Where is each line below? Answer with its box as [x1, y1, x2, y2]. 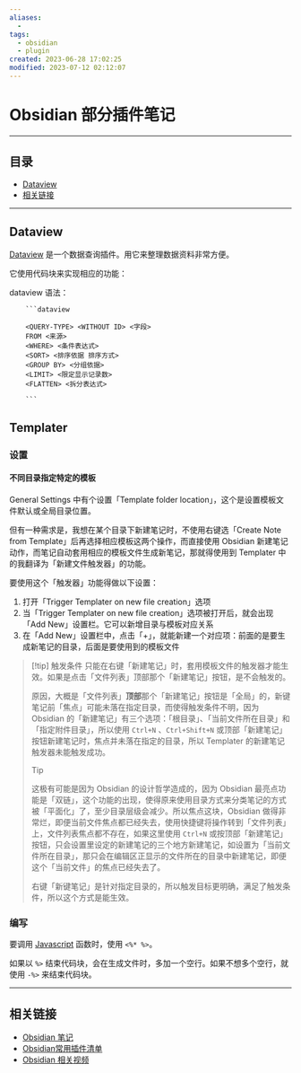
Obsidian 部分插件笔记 [9, 105, 176, 126]
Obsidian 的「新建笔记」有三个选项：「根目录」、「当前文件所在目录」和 [30, 713, 290, 724]
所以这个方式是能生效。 [47, 892, 134, 902]
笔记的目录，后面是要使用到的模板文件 [38, 641, 180, 652]
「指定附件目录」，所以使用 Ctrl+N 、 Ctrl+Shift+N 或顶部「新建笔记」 [30, 724, 288, 734]
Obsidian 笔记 [21, 1032, 73, 1042]
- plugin [17, 47, 50, 56]
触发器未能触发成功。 [30, 746, 110, 757]
